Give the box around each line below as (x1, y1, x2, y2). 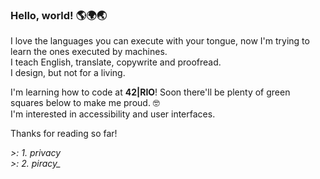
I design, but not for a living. (10, 67, 126, 79)
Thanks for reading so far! (10, 128, 118, 140)
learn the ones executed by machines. (10, 46, 168, 58)
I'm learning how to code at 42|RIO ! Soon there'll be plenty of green (10, 86, 291, 98)
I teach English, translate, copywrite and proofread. (10, 56, 222, 68)
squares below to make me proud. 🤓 (10, 97, 160, 109)
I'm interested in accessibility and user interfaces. (10, 108, 216, 120)
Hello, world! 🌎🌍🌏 (10, 8, 107, 22)
